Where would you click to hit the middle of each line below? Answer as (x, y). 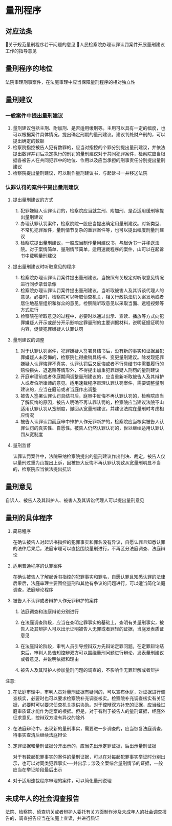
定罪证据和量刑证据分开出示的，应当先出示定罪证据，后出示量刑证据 (84, 746)
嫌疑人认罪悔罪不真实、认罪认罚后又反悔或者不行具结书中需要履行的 (92, 364)
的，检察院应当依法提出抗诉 (42, 469)
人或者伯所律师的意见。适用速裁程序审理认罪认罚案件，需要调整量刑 (92, 383)
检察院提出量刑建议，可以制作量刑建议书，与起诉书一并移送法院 (80, 173)
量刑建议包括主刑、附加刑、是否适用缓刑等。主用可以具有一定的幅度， (87, 128)
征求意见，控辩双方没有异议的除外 (49, 717)
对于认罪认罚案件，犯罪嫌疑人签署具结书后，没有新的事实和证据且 (90, 351)
